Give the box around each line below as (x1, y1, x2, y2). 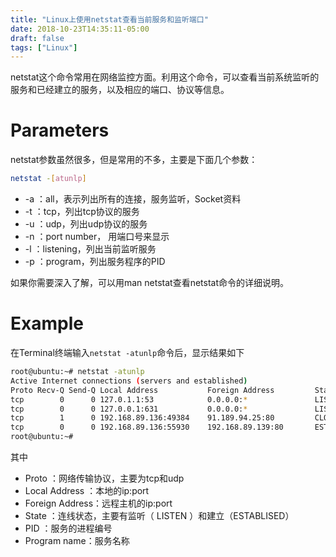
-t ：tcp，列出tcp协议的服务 (24, 206, 140, 218)
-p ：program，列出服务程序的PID (24, 256, 166, 268)
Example (10, 312, 84, 335)
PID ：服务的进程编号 (24, 522, 113, 534)
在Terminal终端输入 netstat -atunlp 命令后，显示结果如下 (10, 347, 245, 358)
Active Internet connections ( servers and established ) (10, 376, 248, 386)
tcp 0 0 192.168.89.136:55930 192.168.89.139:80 (10, 422, 284, 433)
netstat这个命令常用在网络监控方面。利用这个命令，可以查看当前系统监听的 (10, 71, 320, 83)
